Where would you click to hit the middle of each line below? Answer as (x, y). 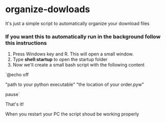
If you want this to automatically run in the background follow (83, 37)
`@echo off (17, 75)
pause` (13, 95)
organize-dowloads (48, 9)
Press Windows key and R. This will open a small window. (73, 54)
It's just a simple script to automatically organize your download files (77, 23)
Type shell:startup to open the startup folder (60, 59)
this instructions (26, 43)
